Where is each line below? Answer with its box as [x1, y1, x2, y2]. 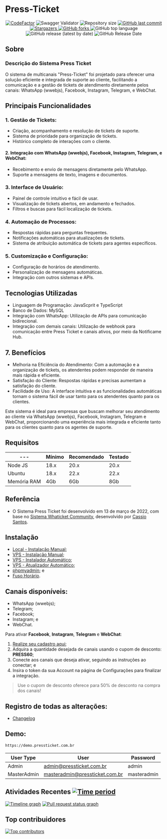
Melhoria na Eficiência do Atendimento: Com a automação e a [12, 362, 140, 368]
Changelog [12, 715, 35, 721]
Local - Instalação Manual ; [12, 547, 67, 553]
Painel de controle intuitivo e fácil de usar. [12, 195, 99, 201]
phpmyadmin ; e [12, 567, 45, 573]
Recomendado [69, 453, 104, 460]
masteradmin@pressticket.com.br [43, 771, 123, 778]
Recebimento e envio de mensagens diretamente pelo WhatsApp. [12, 166, 148, 172]
